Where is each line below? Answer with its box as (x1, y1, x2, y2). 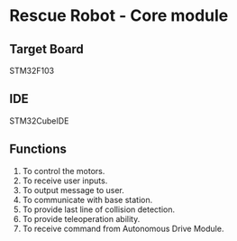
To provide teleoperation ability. (22, 213, 141, 224)
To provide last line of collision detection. (22, 204, 176, 215)
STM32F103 (9, 65, 55, 76)
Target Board (9, 42, 84, 57)
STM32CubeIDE (9, 115, 69, 126)
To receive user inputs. (22, 175, 108, 186)
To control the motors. (22, 165, 105, 176)
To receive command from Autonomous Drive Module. (22, 223, 224, 234)
